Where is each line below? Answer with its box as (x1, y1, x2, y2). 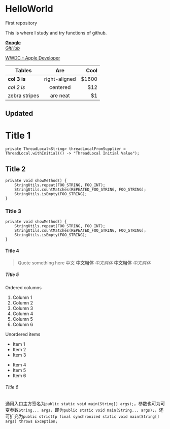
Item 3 (12, 352, 26, 358)
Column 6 (12, 321, 33, 327)
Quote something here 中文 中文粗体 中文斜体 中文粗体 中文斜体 (17, 260, 151, 266)
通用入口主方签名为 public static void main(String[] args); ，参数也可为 (5, 400, 161, 407)
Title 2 (5, 165, 26, 173)
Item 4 (12, 361, 26, 367)
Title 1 (5, 130, 31, 141)
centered (49, 83, 71, 90)
